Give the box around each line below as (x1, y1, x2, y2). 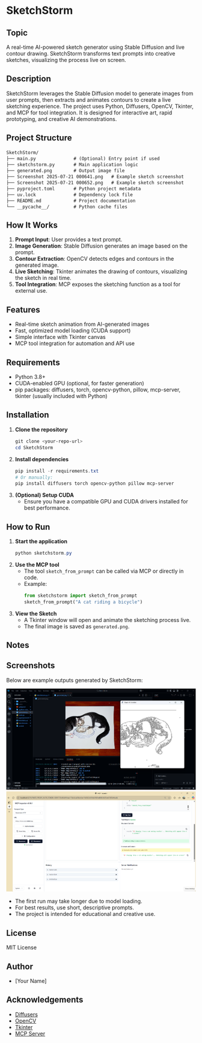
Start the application (14, 538, 68, 545)
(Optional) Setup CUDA (14, 491, 74, 499)
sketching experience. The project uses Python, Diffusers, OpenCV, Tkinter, (6, 102, 194, 110)
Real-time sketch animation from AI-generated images (14, 320, 150, 328)
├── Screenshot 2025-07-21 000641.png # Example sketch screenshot (6, 173, 185, 179)
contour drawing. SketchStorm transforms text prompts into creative (6, 50, 176, 57)
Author (6, 961, 33, 971)
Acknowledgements (6, 995, 84, 1005)
